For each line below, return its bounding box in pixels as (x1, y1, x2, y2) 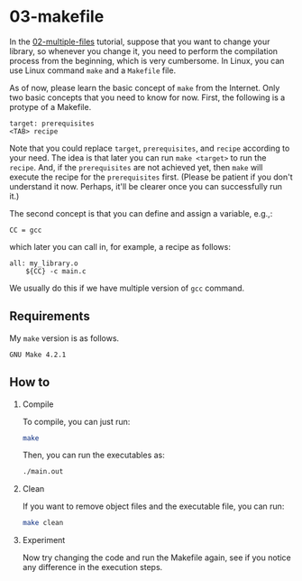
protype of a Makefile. (9, 101, 92, 112)
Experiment (22, 535, 66, 546)
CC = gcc (9, 226, 42, 235)
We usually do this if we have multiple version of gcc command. (9, 282, 245, 293)
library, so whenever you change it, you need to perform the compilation (9, 45, 278, 56)
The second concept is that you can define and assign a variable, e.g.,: (9, 207, 273, 218)
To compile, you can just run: (22, 416, 131, 427)
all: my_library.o (9, 259, 78, 268)
